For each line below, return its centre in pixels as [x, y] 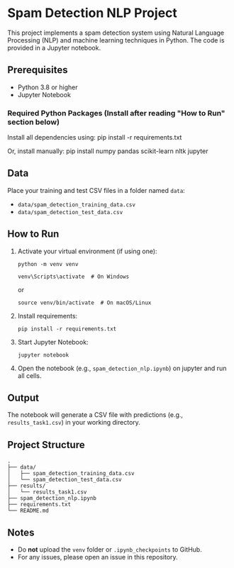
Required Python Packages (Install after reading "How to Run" [116, 113]
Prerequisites [38, 70]
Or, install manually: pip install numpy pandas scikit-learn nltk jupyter [108, 151]
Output [23, 398]
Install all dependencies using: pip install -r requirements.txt [95, 138]
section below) [34, 122]
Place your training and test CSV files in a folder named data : [96, 190]
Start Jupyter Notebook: [53, 342]
